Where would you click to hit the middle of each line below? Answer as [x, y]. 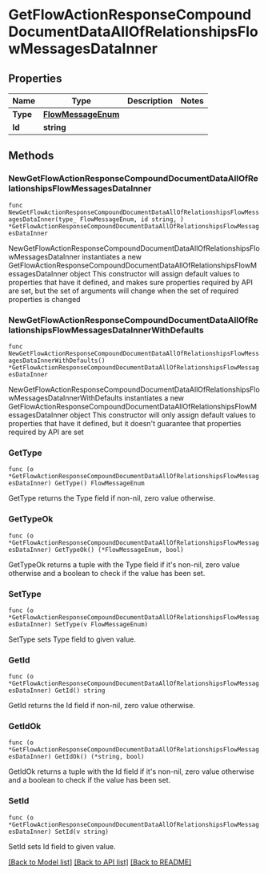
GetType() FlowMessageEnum [100, 483]
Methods [31, 156]
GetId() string [80, 691]
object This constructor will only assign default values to [163, 415]
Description [150, 101]
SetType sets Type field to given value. [72, 639]
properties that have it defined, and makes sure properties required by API [131, 282]
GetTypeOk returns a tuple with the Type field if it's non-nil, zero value [124, 564]
